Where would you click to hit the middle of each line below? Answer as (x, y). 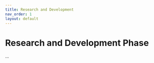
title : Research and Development (39, 10)
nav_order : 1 (19, 14)
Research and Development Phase (77, 43)
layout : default (22, 19)
